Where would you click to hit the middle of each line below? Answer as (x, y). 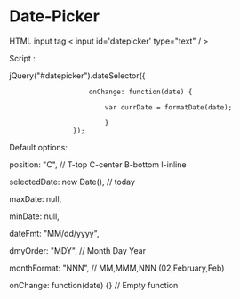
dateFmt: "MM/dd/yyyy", (54, 233)
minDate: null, (34, 216)
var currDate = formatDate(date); (168, 107)
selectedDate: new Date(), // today (72, 182)
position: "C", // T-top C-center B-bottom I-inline (98, 164)
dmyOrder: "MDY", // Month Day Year (78, 250)
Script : (22, 58)
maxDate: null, (36, 198)
